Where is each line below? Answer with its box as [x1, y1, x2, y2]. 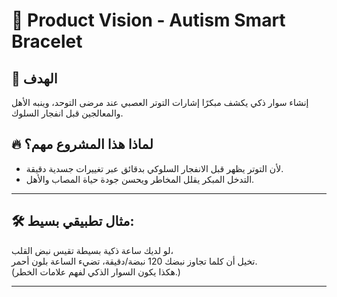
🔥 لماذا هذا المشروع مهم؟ [11, 136, 154, 153]
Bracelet [11, 30, 83, 53]
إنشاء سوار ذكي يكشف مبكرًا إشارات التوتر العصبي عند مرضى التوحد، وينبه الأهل [11, 97, 309, 108]
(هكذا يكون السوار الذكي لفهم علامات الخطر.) [11, 265, 181, 278]
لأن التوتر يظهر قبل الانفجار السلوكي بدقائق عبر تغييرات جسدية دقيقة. [25, 162, 284, 174]
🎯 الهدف [11, 70, 58, 87]
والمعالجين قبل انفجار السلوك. [11, 107, 124, 119]
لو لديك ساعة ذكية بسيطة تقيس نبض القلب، [11, 244, 174, 256]
